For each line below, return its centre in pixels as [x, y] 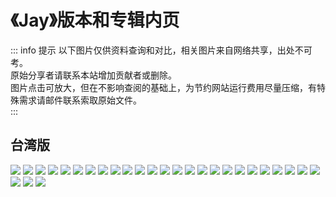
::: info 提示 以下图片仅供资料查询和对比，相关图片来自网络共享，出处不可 [161, 50]
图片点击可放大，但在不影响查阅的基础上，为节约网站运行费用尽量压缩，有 [163, 87]
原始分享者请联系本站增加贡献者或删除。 [93, 75]
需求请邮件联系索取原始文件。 [80, 100]
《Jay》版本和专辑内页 [95, 20]
